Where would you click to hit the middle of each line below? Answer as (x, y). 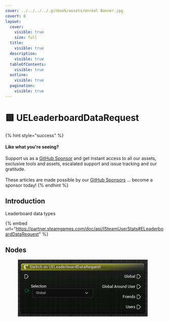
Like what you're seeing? (32, 147)
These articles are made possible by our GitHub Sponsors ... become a (79, 180)
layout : (13, 21)
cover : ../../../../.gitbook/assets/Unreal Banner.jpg (64, 11)
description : (24, 53)
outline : (19, 75)
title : (17, 43)
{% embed (16, 223)
